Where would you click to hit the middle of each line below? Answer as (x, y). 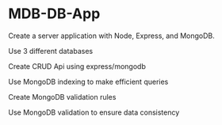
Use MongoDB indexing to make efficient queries (88, 81)
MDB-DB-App (54, 14)
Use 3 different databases (51, 51)
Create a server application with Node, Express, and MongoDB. (112, 36)
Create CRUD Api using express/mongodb (77, 66)
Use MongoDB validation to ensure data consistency (94, 112)
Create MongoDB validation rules (62, 97)
